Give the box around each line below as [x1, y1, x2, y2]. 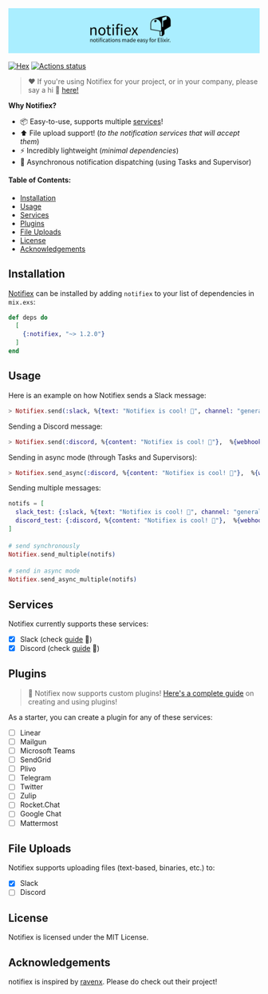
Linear [19, 728, 41, 737]
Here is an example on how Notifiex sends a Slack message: [8, 390, 207, 400]
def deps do [8, 313, 48, 321]
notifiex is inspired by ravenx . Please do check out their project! [8, 977, 218, 987]
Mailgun [19, 737, 47, 746]
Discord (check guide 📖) [19, 644, 100, 653]
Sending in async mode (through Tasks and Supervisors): [8, 452, 198, 462]
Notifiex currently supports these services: [8, 619, 149, 629]
